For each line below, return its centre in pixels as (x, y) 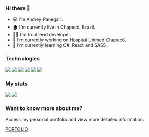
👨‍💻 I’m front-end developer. (42, 35)
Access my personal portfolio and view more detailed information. (75, 120)
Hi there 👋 (18, 8)
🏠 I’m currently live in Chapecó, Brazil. (54, 27)
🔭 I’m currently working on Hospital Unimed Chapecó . (69, 40)
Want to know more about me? (44, 108)
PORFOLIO (17, 129)
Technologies (23, 59)
